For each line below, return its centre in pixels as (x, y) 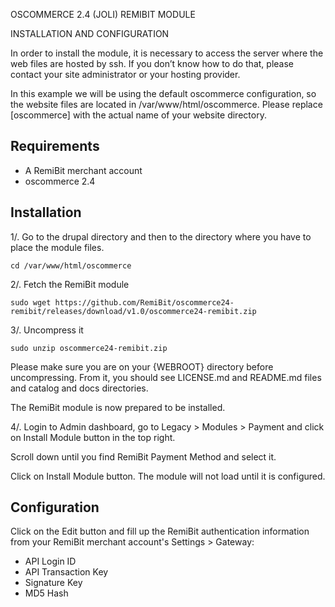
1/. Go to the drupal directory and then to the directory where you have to (161, 236)
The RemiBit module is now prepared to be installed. (118, 407)
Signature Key (53, 583)
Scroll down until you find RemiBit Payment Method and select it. (143, 456)
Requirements (55, 146)
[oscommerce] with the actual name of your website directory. (138, 115)
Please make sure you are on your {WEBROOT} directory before (142, 366)
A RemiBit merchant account (83, 170)
